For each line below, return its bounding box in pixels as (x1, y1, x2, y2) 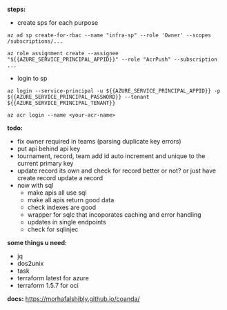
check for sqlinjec (27, 225, 79, 233)
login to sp (17, 75, 48, 82)
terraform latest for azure (17, 274, 90, 282)
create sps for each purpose (17, 19, 99, 26)
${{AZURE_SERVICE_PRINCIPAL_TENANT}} (7, 99, 116, 106)
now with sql (17, 182, 54, 189)
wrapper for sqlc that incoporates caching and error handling (27, 211, 201, 219)
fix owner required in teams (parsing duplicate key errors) (17, 137, 181, 145)
